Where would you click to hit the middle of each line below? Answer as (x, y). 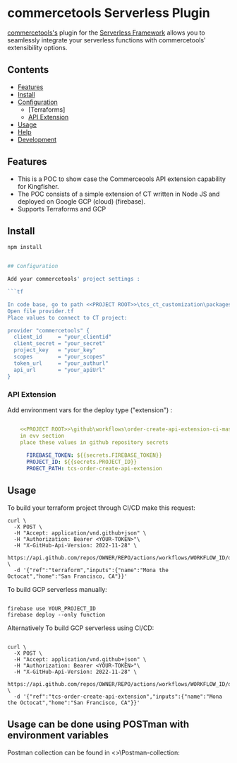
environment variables (58, 736)
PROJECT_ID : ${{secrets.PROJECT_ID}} (81, 462)
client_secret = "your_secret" (60, 344)
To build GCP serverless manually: (57, 589)
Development (37, 139)
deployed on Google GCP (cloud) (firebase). (81, 201)
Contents (28, 70)
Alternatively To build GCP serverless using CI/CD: (81, 628)
